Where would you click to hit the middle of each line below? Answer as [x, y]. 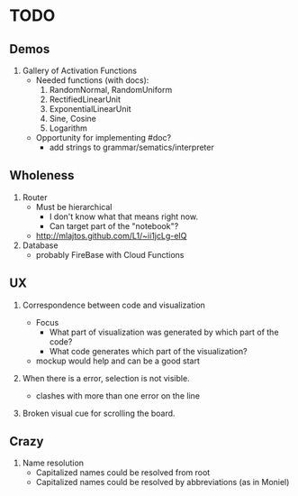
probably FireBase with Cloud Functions [110, 254]
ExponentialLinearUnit [90, 109]
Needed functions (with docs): [92, 80]
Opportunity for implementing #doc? [104, 138]
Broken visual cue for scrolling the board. [99, 413]
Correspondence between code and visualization [113, 305]
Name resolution [53, 463]
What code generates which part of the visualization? [148, 351]
